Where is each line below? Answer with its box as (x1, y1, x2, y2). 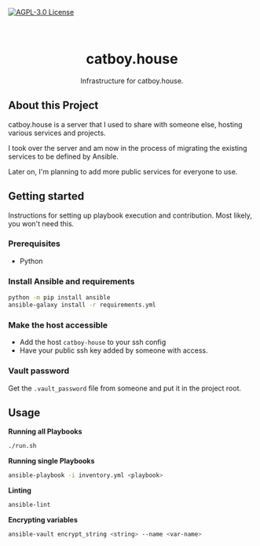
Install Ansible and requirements (8, 276, 135, 287)
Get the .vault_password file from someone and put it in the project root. (8, 383, 242, 393)
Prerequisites (8, 238, 60, 249)
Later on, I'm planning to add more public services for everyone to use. (8, 167, 238, 176)
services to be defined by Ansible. (8, 152, 119, 161)
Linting (8, 486, 31, 495)
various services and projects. (8, 128, 106, 137)
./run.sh (8, 442, 37, 450)
